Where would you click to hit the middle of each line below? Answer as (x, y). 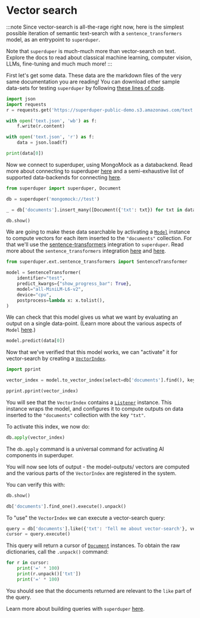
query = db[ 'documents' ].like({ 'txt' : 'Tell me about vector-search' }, (97, 529)
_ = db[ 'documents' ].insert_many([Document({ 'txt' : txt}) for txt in (94, 210)
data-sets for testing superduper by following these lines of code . (86, 88)
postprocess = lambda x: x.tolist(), (61, 300)
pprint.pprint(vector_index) (42, 391)
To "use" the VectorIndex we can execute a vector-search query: (86, 518)
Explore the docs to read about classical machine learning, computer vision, (99, 57)
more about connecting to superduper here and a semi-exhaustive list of (95, 171)
